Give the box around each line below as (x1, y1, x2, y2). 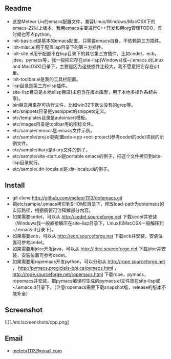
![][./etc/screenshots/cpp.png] (5, 319, 69, 325)
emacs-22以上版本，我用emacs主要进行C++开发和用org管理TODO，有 (12, 25, 162, 31)
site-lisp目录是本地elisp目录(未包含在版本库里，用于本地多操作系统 (12, 89, 153, 95)
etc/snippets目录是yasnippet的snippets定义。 (12, 108, 109, 114)
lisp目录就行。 (12, 159, 42, 166)
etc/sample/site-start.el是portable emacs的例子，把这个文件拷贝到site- (12, 153, 163, 159)
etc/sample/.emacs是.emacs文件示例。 (12, 127, 95, 133)
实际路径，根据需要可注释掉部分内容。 (12, 207, 93, 213)
